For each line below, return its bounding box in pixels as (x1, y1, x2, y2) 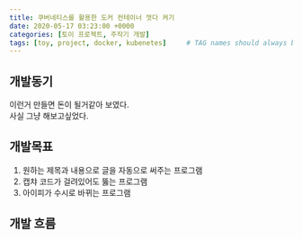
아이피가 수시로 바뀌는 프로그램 (22, 187, 131, 198)
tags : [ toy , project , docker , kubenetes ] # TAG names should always (9, 38, 288, 48)
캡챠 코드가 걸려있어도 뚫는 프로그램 (22, 176, 148, 187)
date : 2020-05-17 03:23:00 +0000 (9, 22, 135, 31)
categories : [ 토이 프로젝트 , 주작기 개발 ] (9, 30, 150, 39)
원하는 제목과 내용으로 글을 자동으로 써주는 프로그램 (22, 164, 203, 175)
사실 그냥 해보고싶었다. (9, 111, 89, 121)
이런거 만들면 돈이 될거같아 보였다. (9, 100, 129, 111)
